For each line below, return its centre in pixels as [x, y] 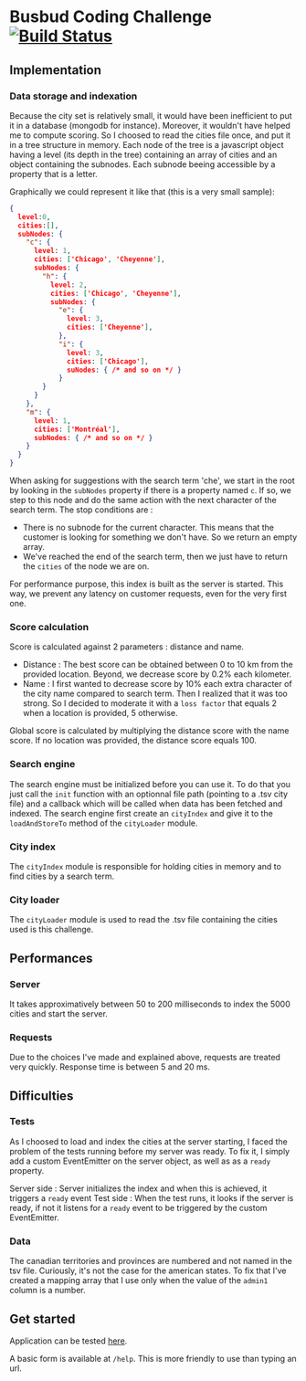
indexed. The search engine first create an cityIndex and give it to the [142, 813]
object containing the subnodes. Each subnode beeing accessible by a [142, 164]
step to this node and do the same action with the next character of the [143, 500]
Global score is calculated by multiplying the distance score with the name [149, 731]
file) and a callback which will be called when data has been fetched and [146, 803]
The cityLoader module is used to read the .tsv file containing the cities [144, 920]
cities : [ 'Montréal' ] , [77, 429]
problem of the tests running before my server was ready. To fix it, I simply [150, 1151]
